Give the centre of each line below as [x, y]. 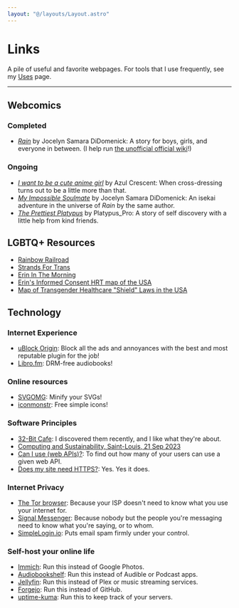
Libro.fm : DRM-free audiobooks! [65, 363]
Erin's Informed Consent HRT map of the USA [85, 282]
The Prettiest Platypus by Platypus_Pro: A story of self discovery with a [122, 213]
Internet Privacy [36, 487]
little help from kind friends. [58, 220]
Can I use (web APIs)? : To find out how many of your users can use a [119, 454]
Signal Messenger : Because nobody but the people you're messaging [120, 518]
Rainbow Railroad [43, 260]
